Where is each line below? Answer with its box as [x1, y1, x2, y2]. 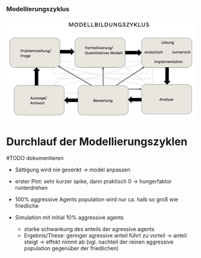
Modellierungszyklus [6, 5, 70, 13]
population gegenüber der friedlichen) [23, 245, 119, 252]
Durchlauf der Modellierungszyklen [6, 135, 188, 149]
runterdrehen [14, 184, 48, 191]
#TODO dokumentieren [6, 155, 64, 162]
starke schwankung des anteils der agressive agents [23, 226, 155, 233]
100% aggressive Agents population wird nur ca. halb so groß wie [14, 196, 179, 203]
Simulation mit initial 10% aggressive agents [14, 214, 124, 221]
